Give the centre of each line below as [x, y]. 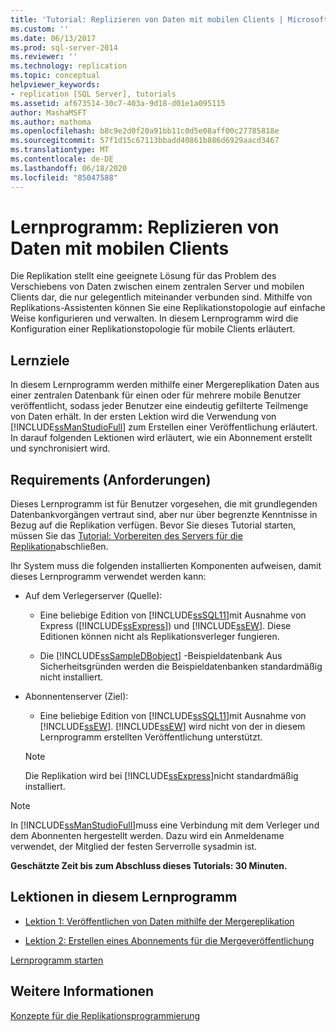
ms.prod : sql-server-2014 [64, 47]
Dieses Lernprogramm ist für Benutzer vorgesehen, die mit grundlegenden [164, 504]
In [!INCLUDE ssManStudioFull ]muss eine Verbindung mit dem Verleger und [165, 825]
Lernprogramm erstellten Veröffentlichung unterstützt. [151, 737]
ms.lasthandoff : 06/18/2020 [69, 168]
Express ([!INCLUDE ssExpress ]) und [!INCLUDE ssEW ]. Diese [165, 626]
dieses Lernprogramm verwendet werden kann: [108, 577]
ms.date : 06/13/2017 [53, 38]
